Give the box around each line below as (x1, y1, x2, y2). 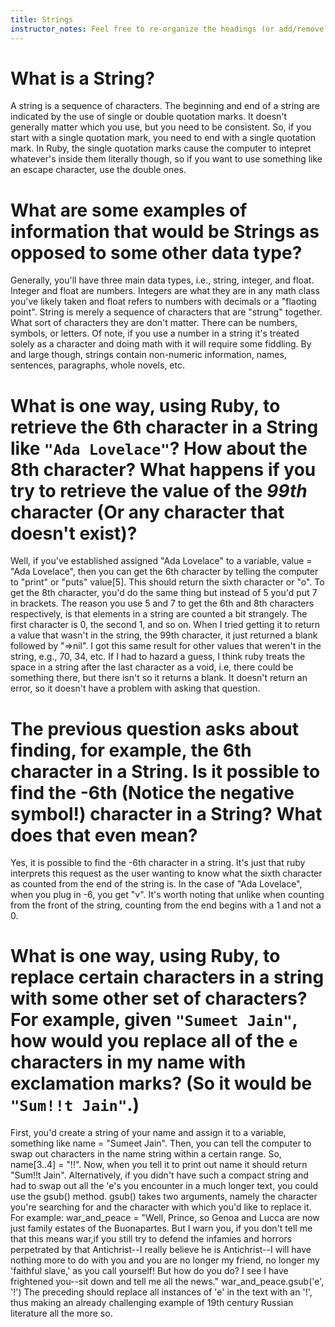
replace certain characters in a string (10, 966, 325, 989)
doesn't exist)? (10, 522, 138, 545)
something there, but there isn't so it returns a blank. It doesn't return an (10, 672, 308, 684)
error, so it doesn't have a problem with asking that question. (10, 682, 261, 695)
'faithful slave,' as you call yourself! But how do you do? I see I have (10, 1265, 289, 1277)
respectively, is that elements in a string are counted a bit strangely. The (10, 608, 308, 620)
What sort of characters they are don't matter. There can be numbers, (10, 317, 298, 329)
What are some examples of (10, 199, 248, 221)
